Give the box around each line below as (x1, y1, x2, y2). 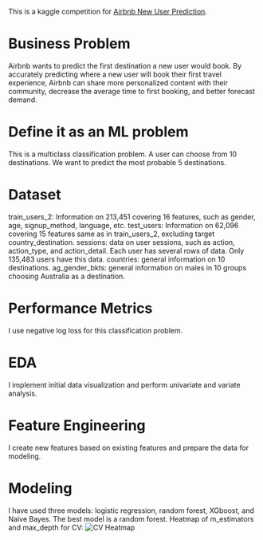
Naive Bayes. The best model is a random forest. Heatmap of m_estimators (8, 514, 254, 523)
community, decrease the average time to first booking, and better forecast (8, 86, 255, 96)
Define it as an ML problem (8, 123, 189, 141)
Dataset (8, 186, 61, 204)
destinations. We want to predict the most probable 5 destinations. (8, 157, 227, 167)
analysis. (8, 388, 37, 398)
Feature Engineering (8, 416, 146, 434)
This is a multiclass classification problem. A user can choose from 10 (8, 149, 237, 159)
